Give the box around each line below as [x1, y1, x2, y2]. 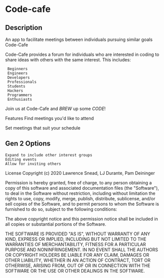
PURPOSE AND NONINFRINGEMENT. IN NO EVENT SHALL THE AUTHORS [5, 247, 159, 253]
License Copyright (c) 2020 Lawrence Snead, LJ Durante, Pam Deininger [5, 170, 156, 176]
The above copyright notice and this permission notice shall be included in [5, 216, 158, 222]
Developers [7, 75, 30, 80]
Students [7, 84, 26, 89]
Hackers [7, 88, 23, 93]
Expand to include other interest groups [5, 152, 93, 157]
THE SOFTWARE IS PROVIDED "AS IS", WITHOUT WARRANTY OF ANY [5, 231, 151, 237]
